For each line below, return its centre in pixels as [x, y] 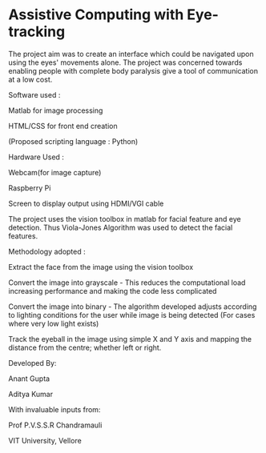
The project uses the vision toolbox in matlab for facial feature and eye [125, 218]
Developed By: [32, 363]
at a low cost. [30, 79]
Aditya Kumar [31, 394]
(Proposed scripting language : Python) [73, 141]
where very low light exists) [54, 323]
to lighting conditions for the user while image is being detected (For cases [132, 315]
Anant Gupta [29, 379]
